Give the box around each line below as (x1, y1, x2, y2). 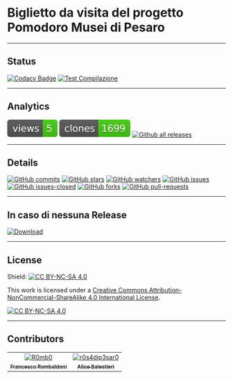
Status (7, 55, 37, 67)
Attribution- (148, 286, 182, 294)
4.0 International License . (87, 293, 161, 301)
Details (7, 157, 38, 168)
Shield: (7, 272, 27, 281)
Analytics (7, 100, 50, 112)
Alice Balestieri (77, 363, 114, 370)
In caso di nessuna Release (7, 209, 127, 221)
